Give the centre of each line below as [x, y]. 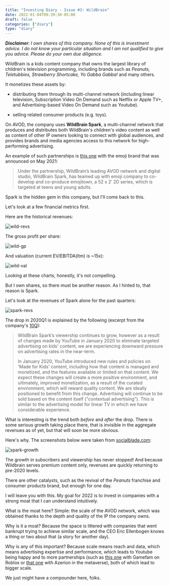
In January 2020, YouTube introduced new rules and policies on [84, 361]
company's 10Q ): [23, 326]
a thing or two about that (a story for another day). [58, 537]
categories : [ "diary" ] [29, 24]
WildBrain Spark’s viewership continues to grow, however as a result [89, 335]
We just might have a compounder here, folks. [53, 578]
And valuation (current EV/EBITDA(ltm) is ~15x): [55, 256]
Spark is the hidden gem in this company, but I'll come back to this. [75, 197]
